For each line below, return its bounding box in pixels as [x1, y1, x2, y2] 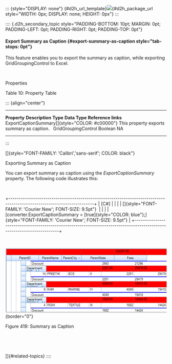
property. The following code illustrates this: [5, 176, 98, 182]
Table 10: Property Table [5, 90, 57, 96]
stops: [5, 44, 19, 50]
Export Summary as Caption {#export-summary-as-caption [5, 38, 136, 44]
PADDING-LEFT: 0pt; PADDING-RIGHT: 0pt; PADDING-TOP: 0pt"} [5, 26, 142, 32]
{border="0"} [5, 313, 34, 319]
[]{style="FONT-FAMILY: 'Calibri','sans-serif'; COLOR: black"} [5, 150, 135, 156]
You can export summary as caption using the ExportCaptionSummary [5, 170, 155, 176]
